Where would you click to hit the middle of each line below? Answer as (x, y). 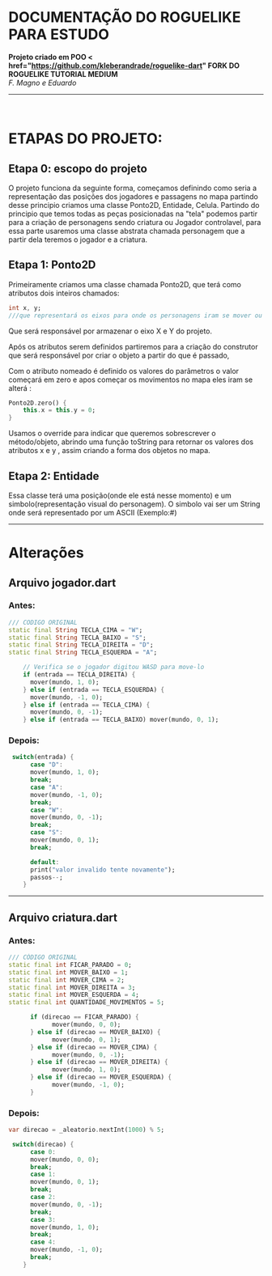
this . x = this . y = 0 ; (59, 410)
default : (45, 862)
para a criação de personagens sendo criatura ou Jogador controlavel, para (135, 222)
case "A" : (46, 787)
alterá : (20, 388)
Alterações (46, 553)
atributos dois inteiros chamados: (64, 293)
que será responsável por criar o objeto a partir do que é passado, (119, 355)
